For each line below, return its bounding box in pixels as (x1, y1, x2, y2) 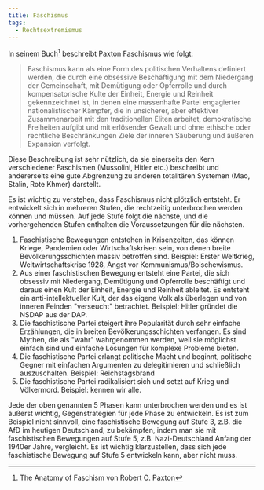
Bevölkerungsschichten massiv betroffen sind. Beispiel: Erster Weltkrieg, (19, 252, 255, 261)
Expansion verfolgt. (27, 139, 91, 149)
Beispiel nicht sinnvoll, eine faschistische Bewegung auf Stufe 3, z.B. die (8, 417, 243, 426)
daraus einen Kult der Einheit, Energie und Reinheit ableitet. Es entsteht (19, 285, 250, 294)
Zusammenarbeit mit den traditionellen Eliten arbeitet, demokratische (27, 115, 251, 124)
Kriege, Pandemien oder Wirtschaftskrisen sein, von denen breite (19, 243, 232, 253)
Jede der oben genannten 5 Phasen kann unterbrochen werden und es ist (8, 400, 247, 410)
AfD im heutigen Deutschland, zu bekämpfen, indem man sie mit (8, 426, 217, 435)
